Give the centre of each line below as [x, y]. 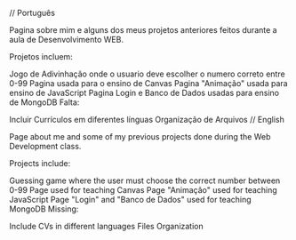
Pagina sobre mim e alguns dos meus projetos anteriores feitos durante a [143, 30]
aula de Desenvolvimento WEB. [67, 40]
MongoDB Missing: [44, 209]
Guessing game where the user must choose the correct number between [145, 180]
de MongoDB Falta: [44, 102]
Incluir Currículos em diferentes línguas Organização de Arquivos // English [147, 120]
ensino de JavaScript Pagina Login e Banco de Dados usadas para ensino [144, 93]
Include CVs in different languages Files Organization [107, 226]
